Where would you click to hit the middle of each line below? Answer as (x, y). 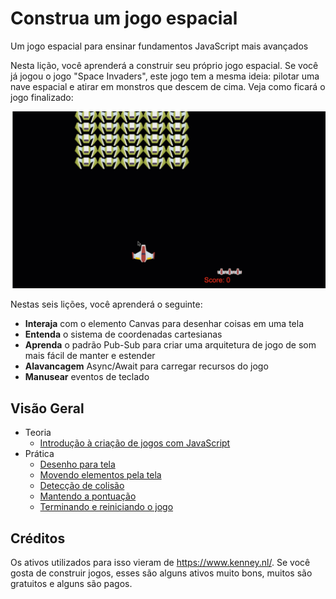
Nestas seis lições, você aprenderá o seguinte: (106, 304)
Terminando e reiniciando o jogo (106, 507)
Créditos (38, 538)
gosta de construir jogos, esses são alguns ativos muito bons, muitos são (161, 573)
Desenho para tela (77, 464)
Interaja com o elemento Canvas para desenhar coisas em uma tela (164, 324)
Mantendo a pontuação (88, 496)
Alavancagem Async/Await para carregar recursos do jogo (146, 366)
